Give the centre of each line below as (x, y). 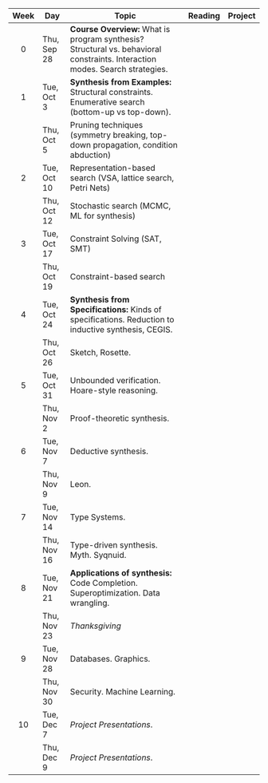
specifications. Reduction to (122, 320)
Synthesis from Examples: (121, 82)
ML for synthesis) (102, 216)
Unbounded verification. (115, 380)
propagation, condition (135, 145)
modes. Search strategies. (119, 69)
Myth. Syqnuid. (98, 555)
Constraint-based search (118, 277)
